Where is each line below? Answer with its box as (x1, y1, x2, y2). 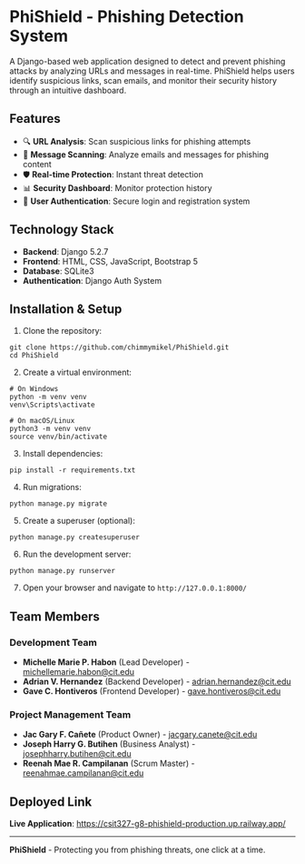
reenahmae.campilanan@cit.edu (22, 768, 144, 779)
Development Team (9, 636, 97, 648)
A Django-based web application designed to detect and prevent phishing (9, 55, 286, 66)
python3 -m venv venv (9, 425, 92, 434)
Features (9, 111, 61, 126)
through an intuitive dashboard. (9, 85, 127, 95)
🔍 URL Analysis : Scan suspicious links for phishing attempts (22, 136, 251, 146)
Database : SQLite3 (22, 266, 94, 276)
